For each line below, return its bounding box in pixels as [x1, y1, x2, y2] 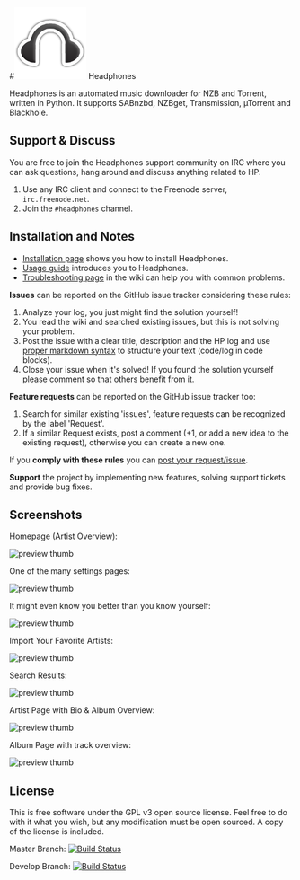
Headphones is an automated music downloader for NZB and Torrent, [9, 88, 267, 99]
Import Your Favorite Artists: [9, 636, 114, 647]
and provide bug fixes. [9, 481, 93, 492]
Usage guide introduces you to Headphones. [22, 262, 189, 273]
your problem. [22, 326, 75, 337]
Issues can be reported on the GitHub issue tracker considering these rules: [9, 289, 292, 300]
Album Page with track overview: [9, 740, 132, 751]
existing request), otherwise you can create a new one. [22, 436, 226, 447]
